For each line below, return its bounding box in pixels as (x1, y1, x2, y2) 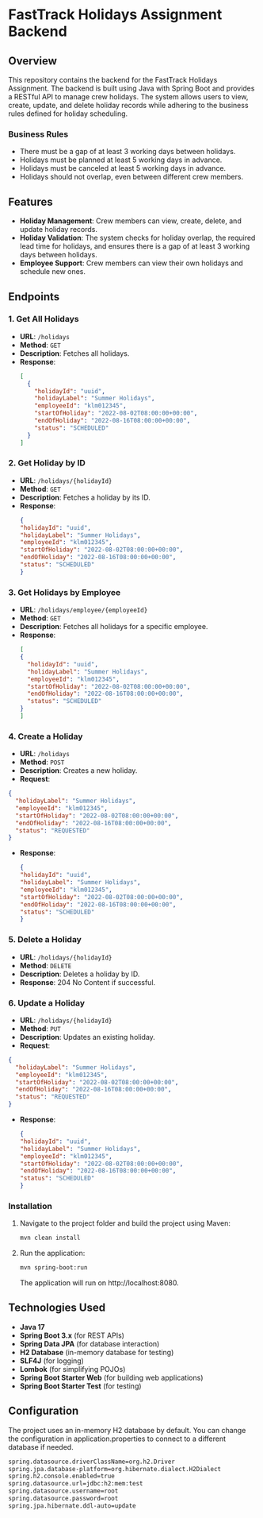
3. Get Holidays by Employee (8, 586, 121, 597)
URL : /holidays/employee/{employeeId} (19, 605, 148, 615)
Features (8, 195, 53, 208)
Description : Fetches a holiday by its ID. (19, 492, 151, 502)
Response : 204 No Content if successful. (19, 977, 156, 987)
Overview (8, 54, 58, 68)
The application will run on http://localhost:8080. (19, 1278, 180, 1288)
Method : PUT (19, 1023, 61, 1033)
